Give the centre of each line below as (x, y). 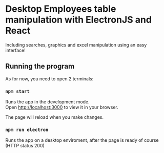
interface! (15, 50)
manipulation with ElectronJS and (79, 20)
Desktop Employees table (61, 9)
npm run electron (27, 129)
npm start (17, 91)
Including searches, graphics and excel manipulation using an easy (76, 45)
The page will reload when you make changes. (55, 117)
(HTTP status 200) (25, 146)
